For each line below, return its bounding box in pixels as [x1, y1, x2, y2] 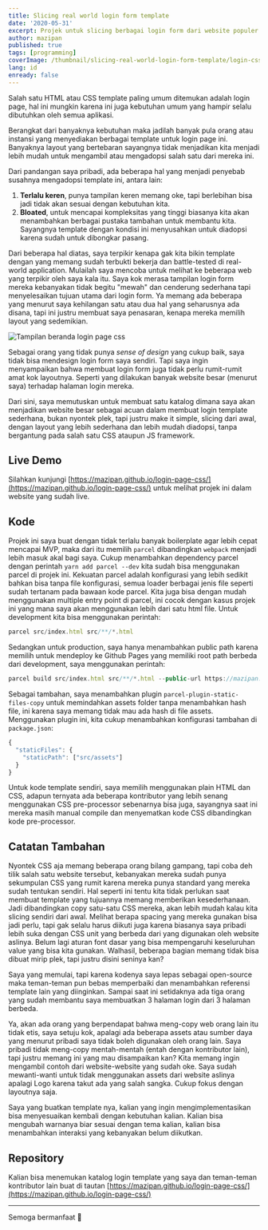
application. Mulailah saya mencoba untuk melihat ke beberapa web [28, 265, 253, 275]
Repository [8, 1151, 65, 1165]
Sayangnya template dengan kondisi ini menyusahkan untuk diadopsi [19, 224, 247, 234]
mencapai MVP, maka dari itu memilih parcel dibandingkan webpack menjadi [8, 545, 257, 554]
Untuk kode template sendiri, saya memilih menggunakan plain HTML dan [8, 783, 251, 792]
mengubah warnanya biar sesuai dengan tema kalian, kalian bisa [8, 1120, 221, 1129]
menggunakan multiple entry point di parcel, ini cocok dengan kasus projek [8, 596, 256, 605]
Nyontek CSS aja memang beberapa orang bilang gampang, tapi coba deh [8, 861, 253, 871]
